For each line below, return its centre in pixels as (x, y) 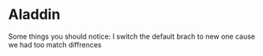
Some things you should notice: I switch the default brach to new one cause (131, 36)
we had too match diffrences (55, 44)
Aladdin (34, 15)
